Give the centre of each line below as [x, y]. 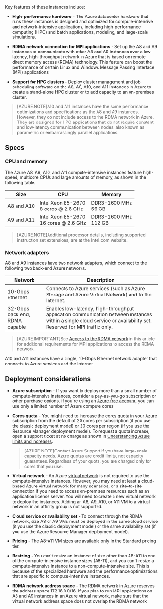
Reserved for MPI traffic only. [79, 327]
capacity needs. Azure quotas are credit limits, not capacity [84, 456]
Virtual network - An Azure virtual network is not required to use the [81, 475]
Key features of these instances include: [45, 7]
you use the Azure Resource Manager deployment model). [71, 531]
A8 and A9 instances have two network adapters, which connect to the [76, 263]
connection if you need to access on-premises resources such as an [81, 491]
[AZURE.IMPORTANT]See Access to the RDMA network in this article [86, 339]
